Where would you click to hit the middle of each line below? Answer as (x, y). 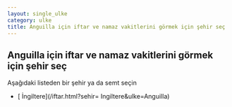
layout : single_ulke (38, 14)
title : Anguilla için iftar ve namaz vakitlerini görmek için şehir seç (116, 27)
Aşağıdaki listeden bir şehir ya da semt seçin (72, 83)
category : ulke (30, 20)
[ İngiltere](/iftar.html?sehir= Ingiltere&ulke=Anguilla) (93, 97)
